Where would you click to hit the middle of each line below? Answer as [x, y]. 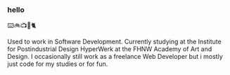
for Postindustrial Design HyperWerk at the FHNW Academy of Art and [110, 49]
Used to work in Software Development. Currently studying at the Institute [114, 42]
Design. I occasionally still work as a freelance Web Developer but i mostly [115, 57]
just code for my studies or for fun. [58, 64]
